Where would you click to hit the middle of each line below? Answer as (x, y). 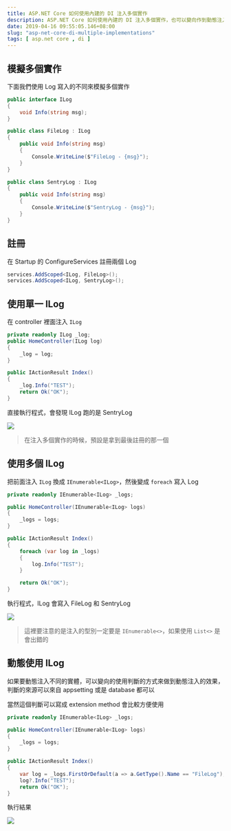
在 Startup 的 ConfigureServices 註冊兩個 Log (71, 261)
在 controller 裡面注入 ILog (45, 322)
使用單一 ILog (36, 304)
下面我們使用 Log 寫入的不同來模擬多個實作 (68, 86)
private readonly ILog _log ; (49, 335)
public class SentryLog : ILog (52, 182)
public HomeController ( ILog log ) (55, 341)
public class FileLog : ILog (49, 131)
